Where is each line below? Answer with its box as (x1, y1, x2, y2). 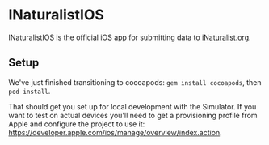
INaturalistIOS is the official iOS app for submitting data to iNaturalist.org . (8, 32, 252, 42)
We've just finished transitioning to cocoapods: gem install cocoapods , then (8, 77, 262, 87)
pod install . (8, 86, 51, 96)
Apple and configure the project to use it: (8, 119, 145, 129)
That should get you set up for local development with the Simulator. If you (8, 101, 257, 111)
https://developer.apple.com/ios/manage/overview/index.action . (8, 127, 222, 137)
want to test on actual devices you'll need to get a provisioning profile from (8, 110, 258, 120)
